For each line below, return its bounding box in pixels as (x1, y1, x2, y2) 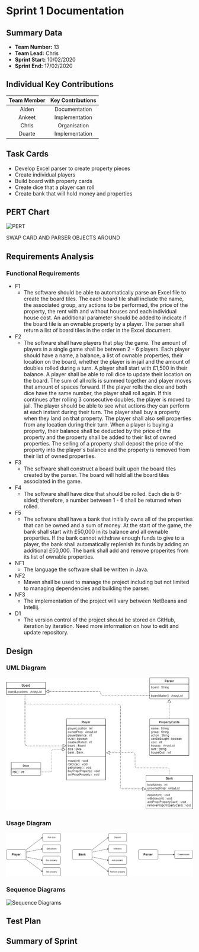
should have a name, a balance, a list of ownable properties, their (23, 352, 184, 359)
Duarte (18, 130, 36, 137)
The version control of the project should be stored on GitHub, (23, 616, 176, 623)
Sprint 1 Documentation (6, 4, 124, 18)
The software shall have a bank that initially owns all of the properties (23, 515, 193, 523)
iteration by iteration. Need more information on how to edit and (23, 623, 179, 630)
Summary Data (6, 28, 63, 38)
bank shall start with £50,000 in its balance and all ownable (23, 528, 169, 536)
